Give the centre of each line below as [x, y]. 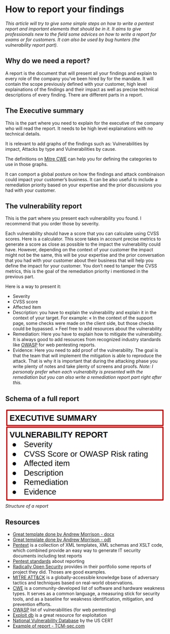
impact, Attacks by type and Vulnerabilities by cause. [61, 149]
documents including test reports [47, 556]
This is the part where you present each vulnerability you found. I [73, 218]
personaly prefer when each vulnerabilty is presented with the [78, 372]
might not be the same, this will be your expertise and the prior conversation [85, 255]
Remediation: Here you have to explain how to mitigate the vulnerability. [87, 334]
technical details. [23, 134]
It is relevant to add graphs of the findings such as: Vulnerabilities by [77, 144]
